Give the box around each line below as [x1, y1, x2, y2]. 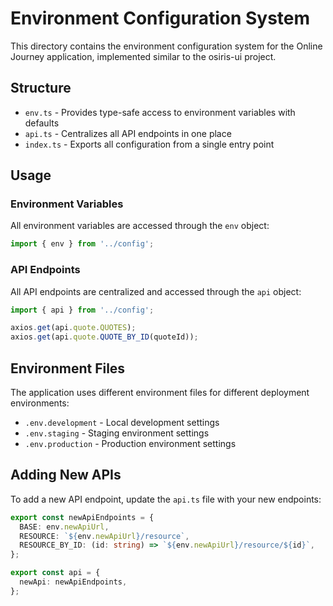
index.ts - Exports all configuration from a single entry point [24, 138, 275, 150]
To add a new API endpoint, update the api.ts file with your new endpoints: [10, 493, 322, 505]
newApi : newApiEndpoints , [19, 577, 128, 587]
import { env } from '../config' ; [10, 239, 155, 249]
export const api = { [10, 568, 101, 578]
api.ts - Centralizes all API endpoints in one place [24, 127, 232, 139]
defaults [24, 117, 60, 129]
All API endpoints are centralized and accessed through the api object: [10, 285, 302, 297]
